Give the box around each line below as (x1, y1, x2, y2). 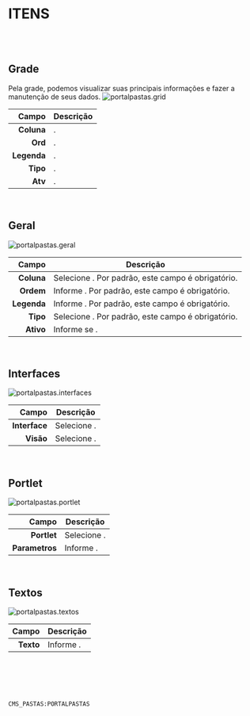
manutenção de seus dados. (8, 92, 101, 101)
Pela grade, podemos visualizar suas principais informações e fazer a (8, 83, 235, 93)
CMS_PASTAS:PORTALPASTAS (8, 700, 90, 708)
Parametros (12, 542, 57, 553)
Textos (8, 586, 44, 599)
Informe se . (53, 324, 98, 335)
